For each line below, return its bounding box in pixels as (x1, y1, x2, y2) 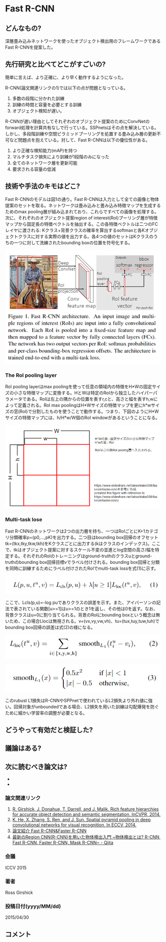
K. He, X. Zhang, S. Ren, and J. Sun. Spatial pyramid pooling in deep (12, 817, 151, 823)
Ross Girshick (5, 889, 33, 895)
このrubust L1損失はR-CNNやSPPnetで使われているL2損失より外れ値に (5, 697, 148, 703)
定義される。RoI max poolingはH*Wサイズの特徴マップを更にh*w (17, 403, 152, 408)
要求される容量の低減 (12, 166, 56, 172)
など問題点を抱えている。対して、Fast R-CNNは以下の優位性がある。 (9, 137, 150, 143)
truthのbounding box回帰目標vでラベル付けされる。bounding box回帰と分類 (5, 559, 160, 565)
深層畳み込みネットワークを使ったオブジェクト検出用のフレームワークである (5, 38, 161, 44)
